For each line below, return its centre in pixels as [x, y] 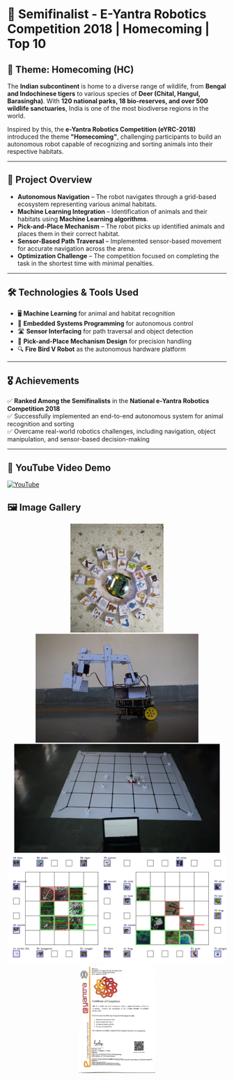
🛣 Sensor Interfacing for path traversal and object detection [105, 331]
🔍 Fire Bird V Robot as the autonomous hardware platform [101, 349]
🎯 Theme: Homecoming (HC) [71, 69]
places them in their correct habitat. [69, 233]
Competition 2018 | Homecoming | [109, 29]
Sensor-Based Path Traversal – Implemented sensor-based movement [119, 241]
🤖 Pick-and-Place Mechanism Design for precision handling [104, 341]
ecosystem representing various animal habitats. [87, 204]
